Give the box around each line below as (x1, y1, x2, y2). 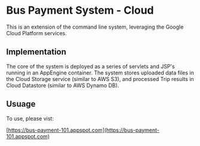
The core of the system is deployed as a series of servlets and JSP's (6, 63, 175, 70)
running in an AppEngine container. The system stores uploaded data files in (6, 69, 194, 76)
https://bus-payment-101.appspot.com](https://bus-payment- (8, 126, 159, 133)
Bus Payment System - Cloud (6, 4, 154, 17)
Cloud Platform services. (6, 29, 67, 36)
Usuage (6, 99, 36, 109)
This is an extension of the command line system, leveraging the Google (6, 23, 184, 30)
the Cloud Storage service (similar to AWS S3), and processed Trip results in (6, 75, 194, 82)
